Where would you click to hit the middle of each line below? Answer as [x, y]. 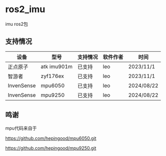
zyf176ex [52, 76]
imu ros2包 [17, 24]
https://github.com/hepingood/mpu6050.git [51, 138]
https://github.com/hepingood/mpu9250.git [51, 148]
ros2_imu [25, 9]
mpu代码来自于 [21, 128]
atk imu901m [56, 66]
